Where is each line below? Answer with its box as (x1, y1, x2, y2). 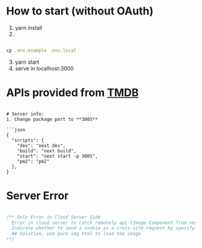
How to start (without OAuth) (6, 4, 154, 18)
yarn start (14, 58, 40, 66)
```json (6, 126, 26, 133)
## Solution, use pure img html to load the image (11, 231, 141, 237)
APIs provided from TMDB (6, 86, 139, 99)
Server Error (6, 188, 69, 202)
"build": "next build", (17, 147, 77, 154)
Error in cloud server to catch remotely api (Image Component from (11, 220, 187, 226)
